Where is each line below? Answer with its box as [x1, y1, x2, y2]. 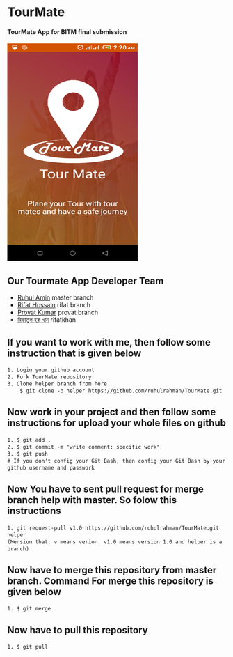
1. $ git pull [7, 644, 49, 651]
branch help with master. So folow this [7, 494, 177, 506]
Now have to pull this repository [7, 624, 148, 636]
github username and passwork [7, 464, 95, 471]
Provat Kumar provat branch [17, 308, 99, 317]
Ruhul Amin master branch [17, 293, 94, 302]
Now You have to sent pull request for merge [7, 484, 204, 495]
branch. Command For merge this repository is [7, 575, 214, 587]
